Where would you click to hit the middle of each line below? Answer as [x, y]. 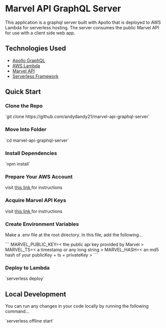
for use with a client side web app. [40, 33]
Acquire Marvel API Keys [36, 200]
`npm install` [18, 164]
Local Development [36, 294]
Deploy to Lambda [28, 268]
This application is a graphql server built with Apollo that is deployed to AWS [83, 22]
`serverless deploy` [25, 278]
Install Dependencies [31, 153]
